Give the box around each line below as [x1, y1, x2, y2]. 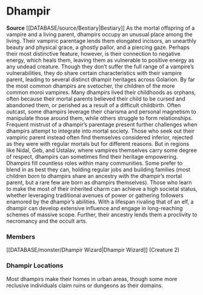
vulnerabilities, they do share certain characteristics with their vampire [6, 69, 182, 76]
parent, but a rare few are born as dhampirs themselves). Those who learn [6, 179, 192, 186]
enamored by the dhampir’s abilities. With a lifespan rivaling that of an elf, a [6, 198, 194, 205]
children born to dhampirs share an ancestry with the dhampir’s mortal [6, 172, 182, 179]
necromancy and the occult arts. [6, 217, 88, 225]
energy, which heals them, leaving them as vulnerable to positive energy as [6, 56, 195, 64]
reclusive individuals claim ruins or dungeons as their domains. [6, 282, 164, 289]
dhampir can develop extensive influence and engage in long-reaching [6, 204, 183, 211]
